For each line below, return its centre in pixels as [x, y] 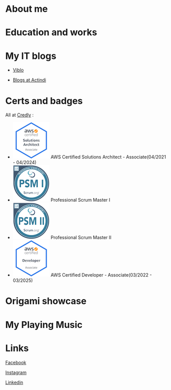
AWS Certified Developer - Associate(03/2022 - [101, 275]
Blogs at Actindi [29, 80]
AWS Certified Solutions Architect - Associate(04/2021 [108, 157]
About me [27, 9]
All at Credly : [20, 115]
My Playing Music [44, 325]
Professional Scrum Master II [81, 238]
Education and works [51, 33]
